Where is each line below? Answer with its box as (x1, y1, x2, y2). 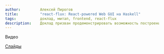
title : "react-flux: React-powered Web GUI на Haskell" (5, 12, 141, 17)
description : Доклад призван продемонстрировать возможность (5, 20, 139, 26)
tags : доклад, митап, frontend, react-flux (5, 16, 117, 21)
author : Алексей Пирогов (5, 7, 73, 12)
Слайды (5, 43, 22, 49)
